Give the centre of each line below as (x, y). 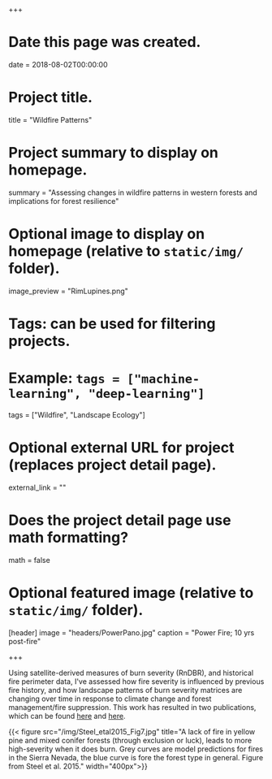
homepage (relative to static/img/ (126, 251)
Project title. (51, 97)
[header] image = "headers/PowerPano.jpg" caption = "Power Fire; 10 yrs (132, 632)
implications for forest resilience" (64, 201)
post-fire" (25, 641)
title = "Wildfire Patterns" (50, 119)
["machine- (164, 379)
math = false (29, 560)
